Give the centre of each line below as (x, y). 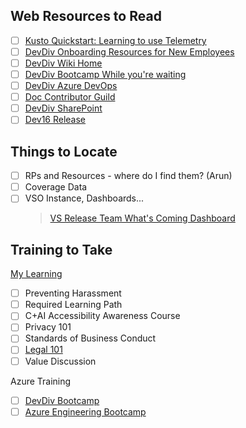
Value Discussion (60, 361)
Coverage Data (56, 187)
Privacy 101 (48, 327)
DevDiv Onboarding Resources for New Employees (129, 51)
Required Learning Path (73, 305)
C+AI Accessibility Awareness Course (102, 316)
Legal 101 (43, 350)
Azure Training (41, 381)
